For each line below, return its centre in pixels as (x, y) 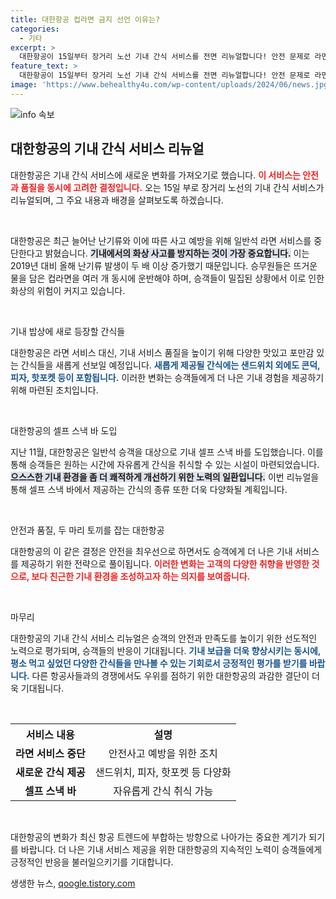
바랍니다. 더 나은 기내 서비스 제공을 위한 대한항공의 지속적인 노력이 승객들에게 (171, 849)
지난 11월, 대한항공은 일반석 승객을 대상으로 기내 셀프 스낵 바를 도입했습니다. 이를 (167, 452)
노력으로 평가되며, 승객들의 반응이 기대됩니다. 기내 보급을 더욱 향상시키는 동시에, (166, 650)
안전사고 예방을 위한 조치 (163, 753)
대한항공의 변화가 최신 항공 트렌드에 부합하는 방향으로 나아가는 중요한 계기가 (158, 837)
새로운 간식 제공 (50, 772)
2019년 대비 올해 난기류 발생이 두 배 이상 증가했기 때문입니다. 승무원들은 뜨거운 (164, 265)
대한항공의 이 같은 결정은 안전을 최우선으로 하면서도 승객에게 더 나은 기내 (151, 551)
